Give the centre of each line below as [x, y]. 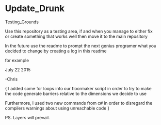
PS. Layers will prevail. [27, 117]
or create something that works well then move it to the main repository [76, 36]
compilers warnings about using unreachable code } [57, 108]
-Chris [11, 79]
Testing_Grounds [22, 22]
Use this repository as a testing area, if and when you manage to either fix [79, 31]
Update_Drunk [35, 8]
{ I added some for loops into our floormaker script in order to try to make [78, 88]
